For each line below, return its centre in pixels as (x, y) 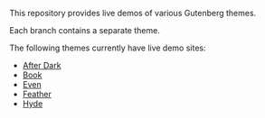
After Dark (42, 65)
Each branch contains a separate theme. (85, 30)
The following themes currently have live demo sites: (108, 48)
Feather (37, 94)
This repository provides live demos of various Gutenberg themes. (133, 13)
